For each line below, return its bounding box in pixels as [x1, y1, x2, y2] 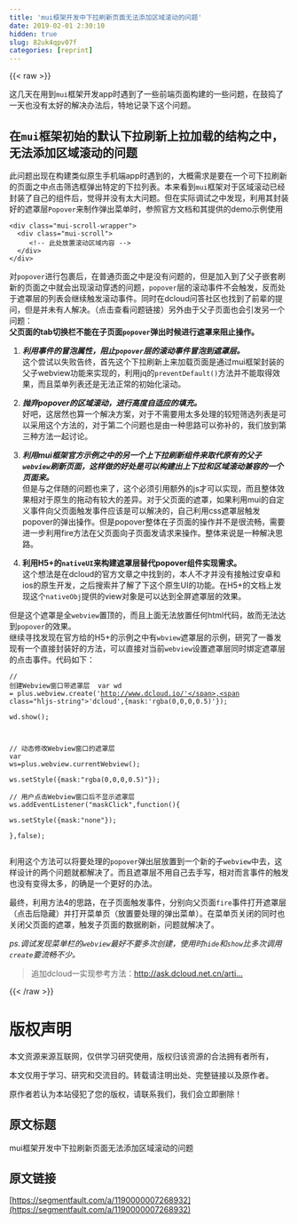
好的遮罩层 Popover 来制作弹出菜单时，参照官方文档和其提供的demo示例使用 [9, 204, 284, 214]
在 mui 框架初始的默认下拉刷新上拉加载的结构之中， [9, 128, 284, 143]
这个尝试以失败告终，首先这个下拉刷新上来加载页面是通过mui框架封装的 [21, 356, 285, 367]
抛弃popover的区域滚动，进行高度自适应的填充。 [21, 397, 202, 408]
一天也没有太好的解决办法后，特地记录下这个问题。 [9, 100, 196, 111]
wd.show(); [9, 712, 50, 721]
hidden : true [9, 29, 58, 38]
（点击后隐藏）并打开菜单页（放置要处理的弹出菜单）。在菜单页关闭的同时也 [9, 908, 286, 918]
